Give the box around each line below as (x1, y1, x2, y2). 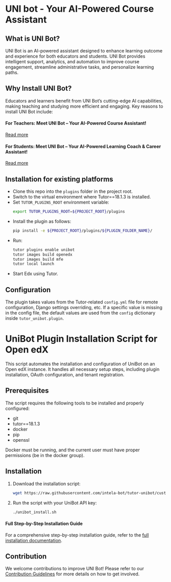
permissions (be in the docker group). (5, 452, 85, 458)
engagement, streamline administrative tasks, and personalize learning (5, 64, 154, 70)
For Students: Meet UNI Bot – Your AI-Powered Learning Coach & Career (5, 143, 161, 149)
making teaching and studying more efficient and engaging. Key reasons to (5, 103, 163, 109)
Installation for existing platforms (5, 174, 113, 184)
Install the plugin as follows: (12, 218, 71, 224)
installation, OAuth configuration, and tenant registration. (5, 372, 125, 378)
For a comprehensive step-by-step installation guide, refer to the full (5, 532, 149, 538)
